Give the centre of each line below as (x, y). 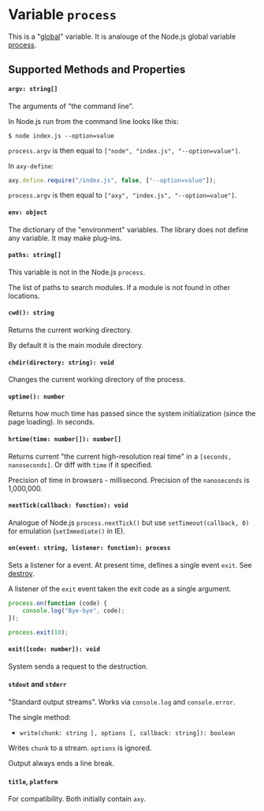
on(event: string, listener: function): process (89, 548)
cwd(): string (32, 313)
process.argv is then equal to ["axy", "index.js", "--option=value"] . (123, 195)
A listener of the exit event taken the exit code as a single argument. (120, 589)
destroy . (22, 574)
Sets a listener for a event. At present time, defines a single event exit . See (130, 565)
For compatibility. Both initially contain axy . (77, 799)
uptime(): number (37, 397)
